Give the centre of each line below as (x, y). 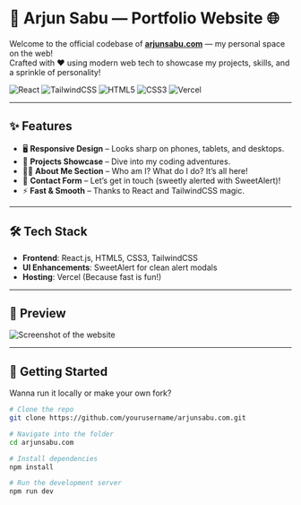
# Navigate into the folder (62, 434)
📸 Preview (38, 313)
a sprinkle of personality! (55, 72)
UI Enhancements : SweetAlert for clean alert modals (120, 267)
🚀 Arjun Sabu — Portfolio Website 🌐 (144, 18)
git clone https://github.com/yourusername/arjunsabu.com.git (128, 418)
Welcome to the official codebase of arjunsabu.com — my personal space (147, 43)
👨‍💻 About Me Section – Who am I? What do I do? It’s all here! (135, 170)
